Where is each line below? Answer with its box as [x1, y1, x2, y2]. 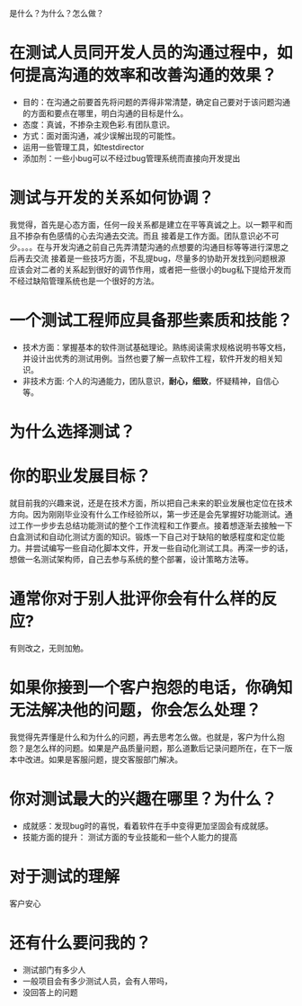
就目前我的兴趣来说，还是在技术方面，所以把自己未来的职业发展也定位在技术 [9, 498, 293, 508]
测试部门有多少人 [22, 964, 86, 975]
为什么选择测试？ [9, 422, 137, 442]
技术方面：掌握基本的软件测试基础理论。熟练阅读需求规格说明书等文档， [22, 341, 290, 353]
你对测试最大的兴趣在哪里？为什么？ [9, 789, 278, 809]
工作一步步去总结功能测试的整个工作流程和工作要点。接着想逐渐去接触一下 [16, 520, 293, 531]
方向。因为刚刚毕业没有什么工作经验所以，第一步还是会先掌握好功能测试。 [9, 508, 285, 519]
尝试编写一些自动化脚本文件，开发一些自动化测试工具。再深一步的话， [32, 543, 293, 553]
